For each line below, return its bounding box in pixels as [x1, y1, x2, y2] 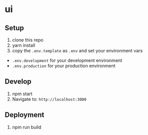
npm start [12, 91, 32, 97]
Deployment [5, 111, 45, 119]
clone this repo [12, 37, 44, 43]
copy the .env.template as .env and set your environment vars [12, 48, 143, 53]
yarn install [12, 42, 35, 48]
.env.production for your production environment [12, 63, 116, 69]
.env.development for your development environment [12, 57, 123, 63]
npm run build [12, 124, 42, 130]
